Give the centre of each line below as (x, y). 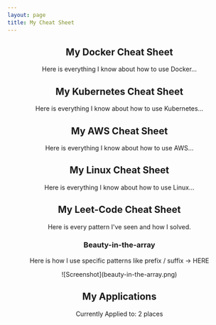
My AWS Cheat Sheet (119, 131)
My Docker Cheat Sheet (119, 52)
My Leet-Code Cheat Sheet (119, 210)
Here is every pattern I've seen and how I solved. (119, 226)
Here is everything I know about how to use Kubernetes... (119, 109)
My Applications (119, 297)
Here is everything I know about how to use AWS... (119, 148)
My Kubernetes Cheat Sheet (119, 91)
